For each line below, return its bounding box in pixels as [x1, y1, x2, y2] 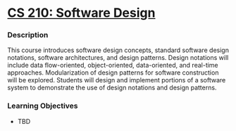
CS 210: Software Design [7, 5, 156, 21]
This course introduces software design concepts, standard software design [7, 46, 229, 54]
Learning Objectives [7, 101, 79, 111]
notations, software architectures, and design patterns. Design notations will [7, 54, 229, 62]
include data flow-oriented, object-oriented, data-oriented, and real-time [7, 61, 218, 70]
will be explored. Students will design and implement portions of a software [7, 76, 226, 85]
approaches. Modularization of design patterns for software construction [7, 68, 219, 77]
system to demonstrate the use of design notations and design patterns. [7, 83, 217, 92]
